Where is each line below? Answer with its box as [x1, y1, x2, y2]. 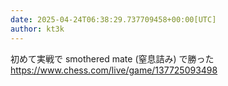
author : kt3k [10, 24, 65, 34]
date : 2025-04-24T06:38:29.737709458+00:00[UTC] [10, 14, 217, 25]
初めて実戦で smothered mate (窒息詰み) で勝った [10, 52, 215, 65]
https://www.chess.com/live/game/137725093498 [10, 64, 218, 76]
